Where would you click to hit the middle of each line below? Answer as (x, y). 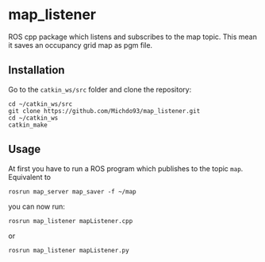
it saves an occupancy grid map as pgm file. (81, 45)
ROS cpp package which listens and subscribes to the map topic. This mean (133, 37)
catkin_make (28, 125)
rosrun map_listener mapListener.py (69, 250)
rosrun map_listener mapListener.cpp (71, 221)
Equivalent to (30, 177)
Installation (36, 70)
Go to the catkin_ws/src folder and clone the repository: (100, 89)
